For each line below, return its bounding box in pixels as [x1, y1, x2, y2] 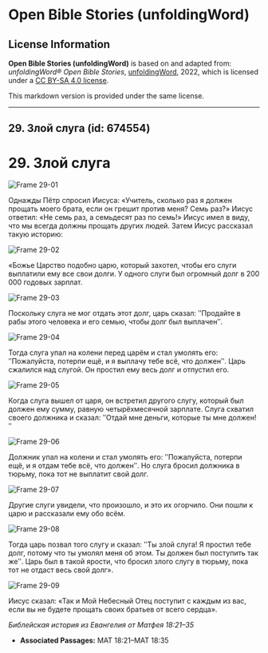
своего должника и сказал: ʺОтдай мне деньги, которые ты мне [8, 413, 227, 423]
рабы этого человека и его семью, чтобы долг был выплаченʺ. [8, 317, 223, 327]
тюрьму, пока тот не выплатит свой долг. [8, 469, 149, 479]
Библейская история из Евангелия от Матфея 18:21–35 [8, 620, 194, 630]
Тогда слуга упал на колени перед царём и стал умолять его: [8, 348, 219, 357]
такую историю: [8, 229, 64, 239]
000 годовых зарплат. [8, 277, 83, 287]
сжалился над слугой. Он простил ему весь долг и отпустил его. [8, 365, 230, 375]
